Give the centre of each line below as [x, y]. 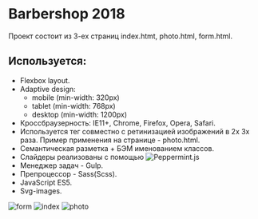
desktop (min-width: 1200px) [79, 114]
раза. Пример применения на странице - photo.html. [110, 140]
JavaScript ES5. [46, 182]
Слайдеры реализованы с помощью [82, 157]
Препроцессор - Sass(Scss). [68, 173]
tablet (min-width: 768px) [73, 106]
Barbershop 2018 [67, 14]
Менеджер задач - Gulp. [62, 165]
